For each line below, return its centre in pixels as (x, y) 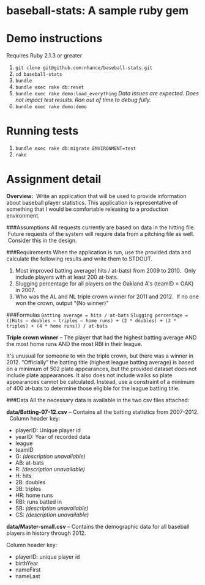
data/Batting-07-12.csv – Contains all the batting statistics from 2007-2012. (102, 412)
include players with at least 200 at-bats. (67, 277)
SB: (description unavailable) (52, 508)
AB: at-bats (29, 463)
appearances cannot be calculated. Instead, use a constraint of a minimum (100, 382)
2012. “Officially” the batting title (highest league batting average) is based (100, 362)
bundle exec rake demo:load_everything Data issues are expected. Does (107, 94)
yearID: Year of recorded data (53, 437)
